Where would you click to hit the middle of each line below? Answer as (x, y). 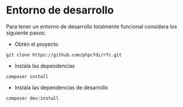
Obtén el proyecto (36, 44)
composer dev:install (33, 98)
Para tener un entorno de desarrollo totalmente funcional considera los (92, 26)
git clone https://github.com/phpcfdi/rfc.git (64, 55)
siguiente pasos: (26, 32)
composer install (27, 76)
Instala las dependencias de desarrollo (61, 87)
